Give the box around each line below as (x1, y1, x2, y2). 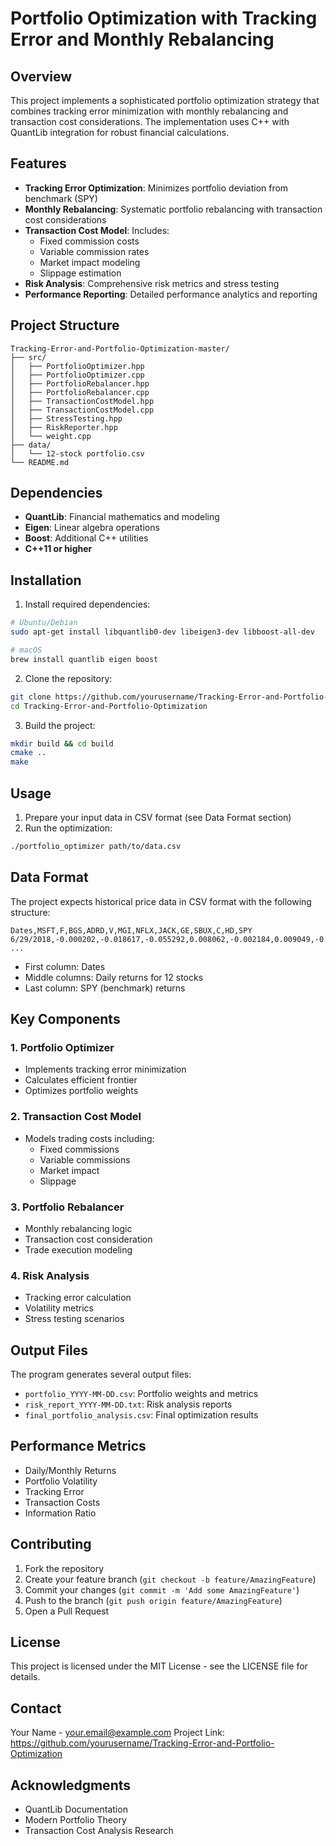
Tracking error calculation (24, 1292, 132, 1304)
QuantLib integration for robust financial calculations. (10, 127, 230, 138)
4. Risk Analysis (10, 1268, 90, 1282)
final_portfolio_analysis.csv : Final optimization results (24, 1409, 259, 1421)
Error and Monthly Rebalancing (10, 28, 275, 51)
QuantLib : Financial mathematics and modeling (24, 511, 220, 523)
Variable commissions (39, 1153, 131, 1166)
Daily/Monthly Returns (24, 1464, 117, 1476)
